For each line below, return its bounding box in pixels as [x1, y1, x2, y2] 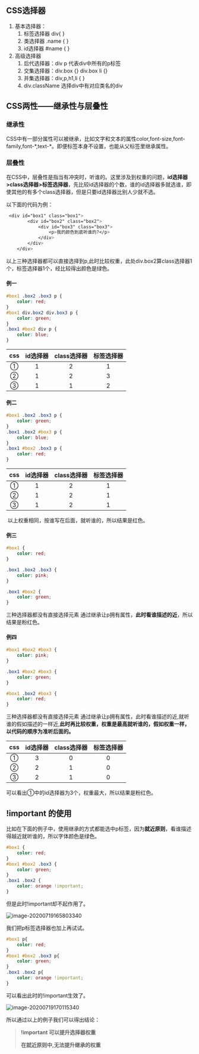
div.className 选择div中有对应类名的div [23, 82, 123, 89]
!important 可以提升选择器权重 [20, 1028, 96, 1036]
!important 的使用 [6, 808, 72, 819]
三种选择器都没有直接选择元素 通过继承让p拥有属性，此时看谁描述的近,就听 [6, 713, 189, 721]
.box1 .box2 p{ [6, 970, 44, 976]
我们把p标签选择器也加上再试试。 [6, 924, 88, 932]
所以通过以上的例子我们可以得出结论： [6, 1016, 100, 1023]
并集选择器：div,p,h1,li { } [23, 74, 85, 81]
